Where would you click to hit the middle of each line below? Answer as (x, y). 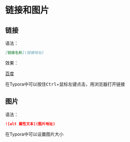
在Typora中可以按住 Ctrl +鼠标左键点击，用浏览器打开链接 (65, 84)
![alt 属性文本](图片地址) (30, 124)
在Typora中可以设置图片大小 (34, 134)
